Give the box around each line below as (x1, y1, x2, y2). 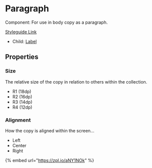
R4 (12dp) (12, 104, 33, 110)
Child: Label (12, 38, 37, 44)
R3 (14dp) (12, 99, 33, 105)
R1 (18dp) (12, 88, 32, 94)
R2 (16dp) (12, 93, 33, 99)
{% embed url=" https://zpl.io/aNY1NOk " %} (5, 157, 95, 163)
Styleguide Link (5, 29, 37, 35)
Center (12, 142, 27, 148)
